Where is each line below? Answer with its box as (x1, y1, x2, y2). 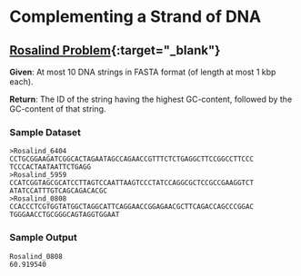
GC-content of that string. (9, 103, 106, 114)
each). (9, 76, 34, 87)
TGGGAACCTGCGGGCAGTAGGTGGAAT (9, 211, 120, 220)
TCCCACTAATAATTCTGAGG (9, 163, 92, 172)
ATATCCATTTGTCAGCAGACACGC (9, 186, 107, 196)
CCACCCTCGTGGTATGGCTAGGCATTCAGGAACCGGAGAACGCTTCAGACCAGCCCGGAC (9, 202, 255, 212)
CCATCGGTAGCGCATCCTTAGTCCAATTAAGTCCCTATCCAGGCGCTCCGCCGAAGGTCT (9, 179, 255, 188)
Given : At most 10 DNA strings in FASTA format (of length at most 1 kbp (9, 66, 276, 77)
